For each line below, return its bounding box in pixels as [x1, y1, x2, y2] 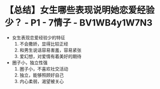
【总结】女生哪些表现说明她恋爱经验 [5, 4, 155, 16]
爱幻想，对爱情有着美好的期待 [19, 53, 82, 59]
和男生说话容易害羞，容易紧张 [19, 47, 82, 53]
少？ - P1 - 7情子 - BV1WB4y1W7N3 [5, 17, 153, 28]
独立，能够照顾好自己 [19, 72, 64, 78]
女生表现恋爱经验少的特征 [12, 34, 65, 40]
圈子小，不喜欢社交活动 [19, 65, 68, 71]
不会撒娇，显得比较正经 [19, 40, 68, 46]
